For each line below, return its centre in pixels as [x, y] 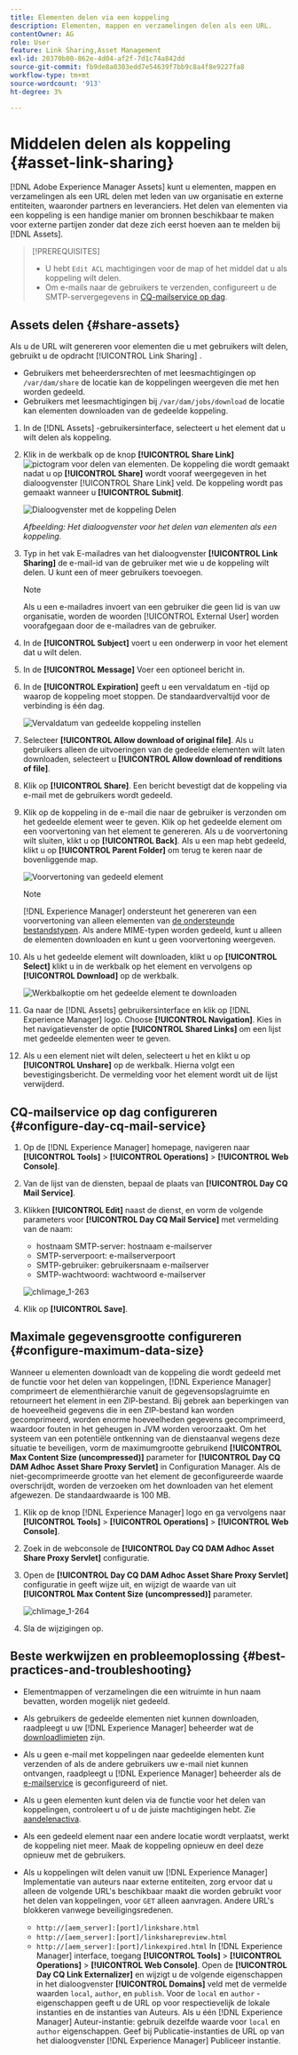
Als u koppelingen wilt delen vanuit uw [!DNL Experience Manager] [145, 1872]
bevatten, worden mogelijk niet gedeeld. [97, 1701]
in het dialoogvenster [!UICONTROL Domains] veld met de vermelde [161, 1984]
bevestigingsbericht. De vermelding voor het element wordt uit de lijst [150, 1075]
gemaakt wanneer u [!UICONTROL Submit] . [103, 492]
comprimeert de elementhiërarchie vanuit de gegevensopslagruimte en [140, 1391]
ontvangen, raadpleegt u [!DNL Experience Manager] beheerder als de [152, 1773]
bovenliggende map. [60, 860]
